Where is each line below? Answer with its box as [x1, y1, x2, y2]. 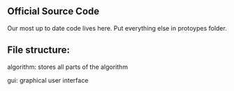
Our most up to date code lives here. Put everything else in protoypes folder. [7, 24, 227, 32]
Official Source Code [7, 6, 100, 17]
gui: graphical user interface [7, 76, 89, 84]
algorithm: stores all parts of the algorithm [7, 63, 128, 71]
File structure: [7, 44, 70, 56]
